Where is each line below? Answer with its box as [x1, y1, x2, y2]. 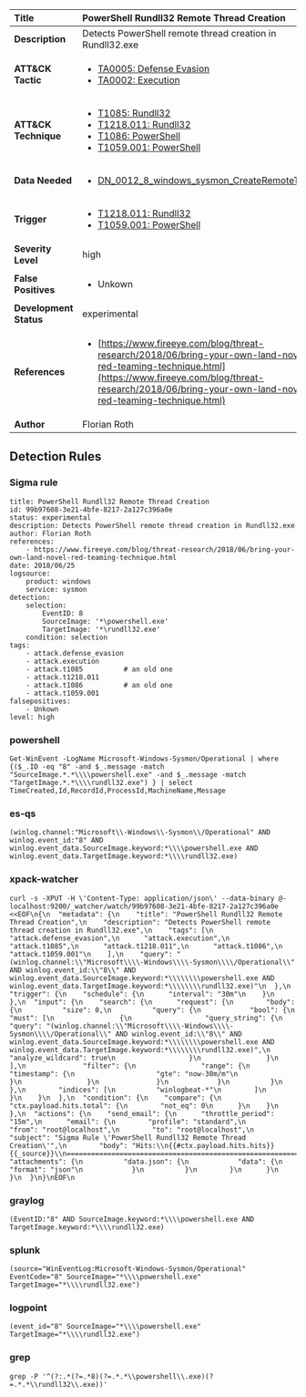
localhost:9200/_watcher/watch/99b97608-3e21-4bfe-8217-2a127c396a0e [9, 902, 280, 911]
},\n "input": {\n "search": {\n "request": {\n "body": [9, 998, 296, 1007]
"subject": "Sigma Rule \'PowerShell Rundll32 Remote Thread [9, 1133, 247, 1143]
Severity [14, 243, 52, 254]
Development [14, 302, 74, 314]
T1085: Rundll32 [97, 107, 171, 119]
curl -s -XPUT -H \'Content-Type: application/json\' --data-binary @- [9, 894, 287, 903]
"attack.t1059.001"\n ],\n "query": [9, 949, 173, 958]
